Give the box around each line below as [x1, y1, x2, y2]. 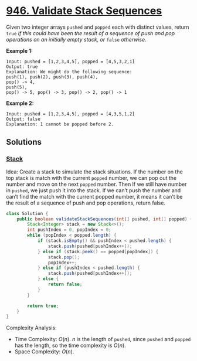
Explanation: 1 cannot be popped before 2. [6, 121, 114, 127]
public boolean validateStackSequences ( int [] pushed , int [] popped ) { [16, 216, 193, 222]
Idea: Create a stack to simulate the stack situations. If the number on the [6, 168, 183, 175]
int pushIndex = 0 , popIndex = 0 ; [27, 227, 111, 233]
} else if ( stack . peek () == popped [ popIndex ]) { [37, 248, 159, 254]
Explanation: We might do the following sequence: [6, 69, 133, 74]
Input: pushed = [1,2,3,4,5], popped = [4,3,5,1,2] [6, 111, 135, 117]
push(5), [6, 84, 28, 90]
